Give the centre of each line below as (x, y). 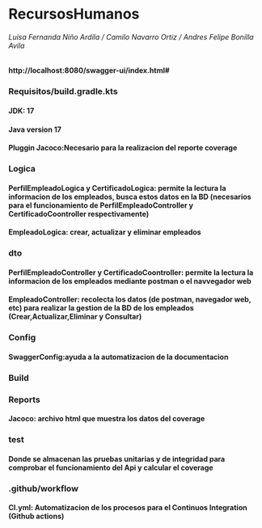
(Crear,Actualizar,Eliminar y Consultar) (75, 317)
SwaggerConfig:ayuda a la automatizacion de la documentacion (118, 357)
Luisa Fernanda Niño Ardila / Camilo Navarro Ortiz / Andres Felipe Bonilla (131, 36)
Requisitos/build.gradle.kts (63, 91)
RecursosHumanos (74, 14)
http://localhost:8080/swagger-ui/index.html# (89, 70)
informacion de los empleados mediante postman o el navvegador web (130, 281)
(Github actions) (36, 516)
